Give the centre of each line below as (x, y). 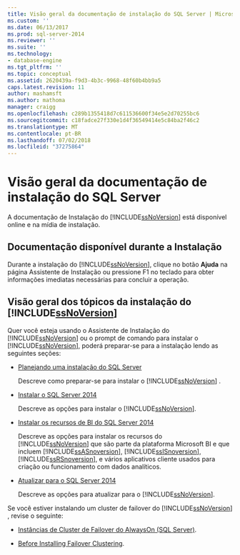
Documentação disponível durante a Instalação (115, 247)
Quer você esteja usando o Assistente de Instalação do (89, 330)
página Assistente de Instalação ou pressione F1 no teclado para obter (111, 271)
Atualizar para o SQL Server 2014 (67, 480)
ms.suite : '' (27, 47)
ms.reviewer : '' (31, 41)
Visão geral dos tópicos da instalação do (99, 302)
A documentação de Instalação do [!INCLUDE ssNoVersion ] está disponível (117, 217)
